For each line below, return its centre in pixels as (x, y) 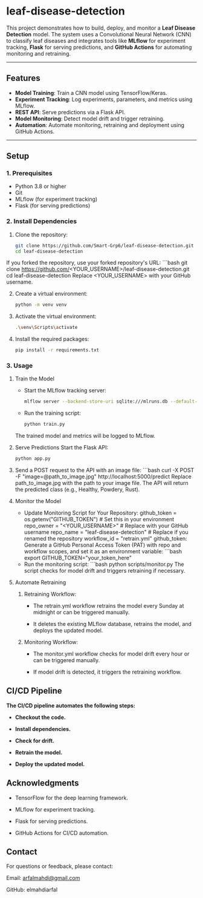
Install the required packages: (52, 339)
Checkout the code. (40, 717)
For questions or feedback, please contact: (60, 867)
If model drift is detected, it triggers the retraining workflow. (107, 672)
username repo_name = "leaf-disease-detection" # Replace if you (106, 532)
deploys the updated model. (68, 631)
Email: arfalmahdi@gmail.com (43, 878)
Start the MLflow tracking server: (65, 391)
